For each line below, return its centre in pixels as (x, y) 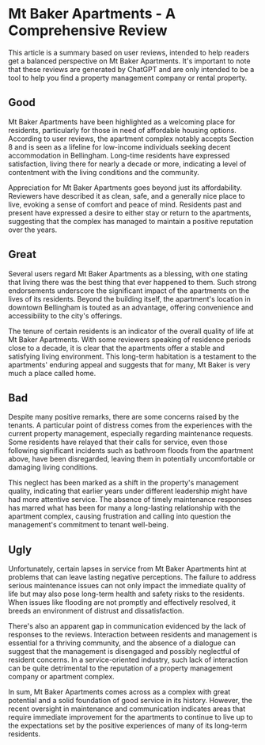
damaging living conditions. (53, 467)
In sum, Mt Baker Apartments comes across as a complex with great (119, 692)
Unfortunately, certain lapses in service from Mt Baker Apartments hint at (127, 569)
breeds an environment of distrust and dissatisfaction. (96, 611)
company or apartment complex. (61, 677)
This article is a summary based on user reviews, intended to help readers (129, 52)
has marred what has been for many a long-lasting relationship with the (125, 508)
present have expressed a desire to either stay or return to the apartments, (130, 213)
